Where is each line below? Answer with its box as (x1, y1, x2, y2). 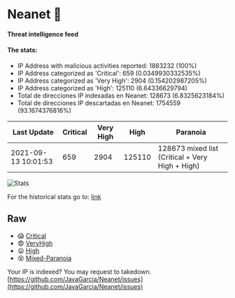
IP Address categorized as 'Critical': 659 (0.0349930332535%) (17, 69, 201, 77)
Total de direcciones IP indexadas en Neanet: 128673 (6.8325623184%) (17, 91, 225, 100)
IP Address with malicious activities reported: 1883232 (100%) (17, 61, 197, 69)
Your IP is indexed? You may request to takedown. (7, 267, 152, 276)
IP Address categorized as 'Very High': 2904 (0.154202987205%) (17, 76, 208, 85)
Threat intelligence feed (7, 29, 79, 38)
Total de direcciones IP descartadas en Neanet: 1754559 (17, 98, 181, 107)
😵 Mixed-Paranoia (17, 254, 72, 262)
